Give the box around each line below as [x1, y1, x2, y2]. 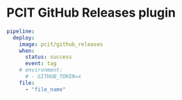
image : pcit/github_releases [19, 40, 104, 48]
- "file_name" [24, 85, 67, 93]
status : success [24, 53, 72, 60]
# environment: [19, 67, 63, 74]
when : [19, 47, 35, 54]
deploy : [13, 34, 35, 41]
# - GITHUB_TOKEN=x [24, 73, 81, 81]
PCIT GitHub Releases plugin [6, 5, 176, 21]
